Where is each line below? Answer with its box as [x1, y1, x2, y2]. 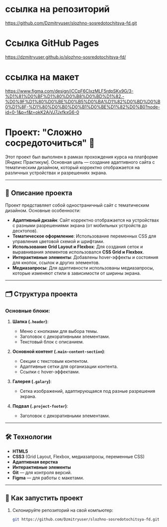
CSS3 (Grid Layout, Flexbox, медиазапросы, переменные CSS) [12, 454, 145, 460]
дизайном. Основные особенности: [5, 207, 81, 213]
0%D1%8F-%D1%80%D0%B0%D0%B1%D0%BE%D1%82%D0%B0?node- [5, 104, 160, 110]
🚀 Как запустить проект [5, 494, 83, 503]
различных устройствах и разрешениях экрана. [5, 170, 107, 176]
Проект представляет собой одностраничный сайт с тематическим [5, 202, 149, 208]
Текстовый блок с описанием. [19, 339, 84, 345]
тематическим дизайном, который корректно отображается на [5, 164, 140, 170]
